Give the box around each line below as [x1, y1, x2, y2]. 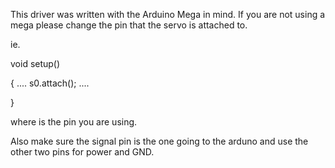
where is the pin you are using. [10, 116, 138, 128]
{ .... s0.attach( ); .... [10, 77, 90, 89]
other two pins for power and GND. [10, 146, 155, 158]
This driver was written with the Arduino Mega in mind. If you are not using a [10, 9, 326, 20]
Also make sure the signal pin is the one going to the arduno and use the [10, 135, 309, 147]
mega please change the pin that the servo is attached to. [10, 19, 248, 31]
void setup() [10, 58, 61, 69]
